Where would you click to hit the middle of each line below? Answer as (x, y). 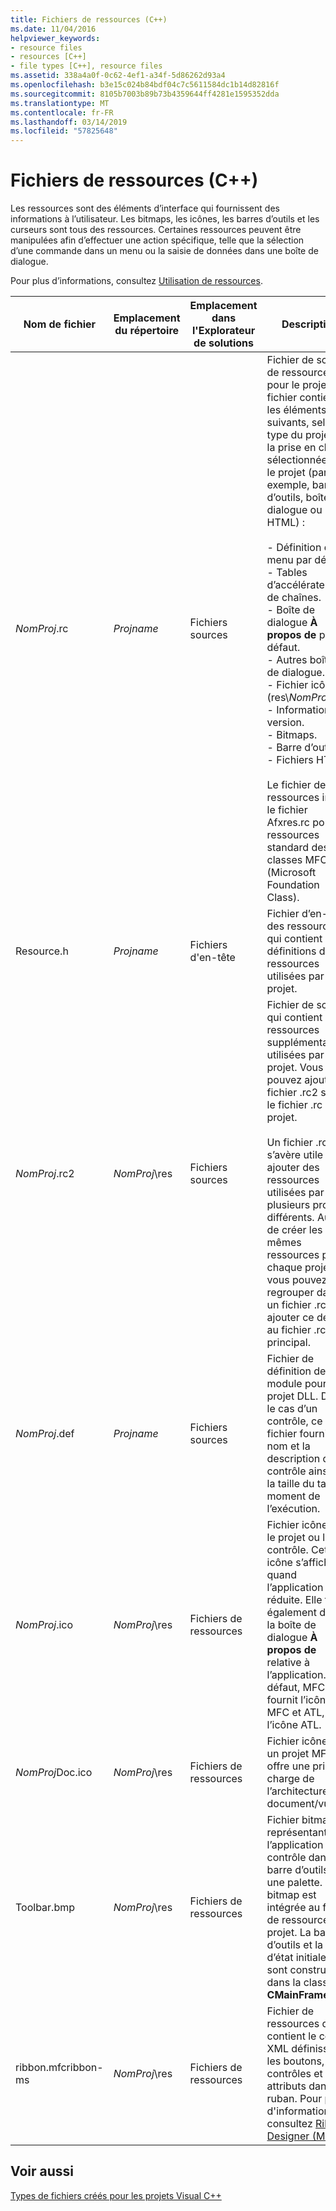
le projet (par (297, 473)
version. (285, 723)
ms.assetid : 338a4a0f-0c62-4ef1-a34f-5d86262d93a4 (118, 76)
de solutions (224, 343)
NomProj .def (45, 1434)
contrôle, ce (294, 1421)
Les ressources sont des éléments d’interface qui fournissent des (145, 208)
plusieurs (288, 1205)
